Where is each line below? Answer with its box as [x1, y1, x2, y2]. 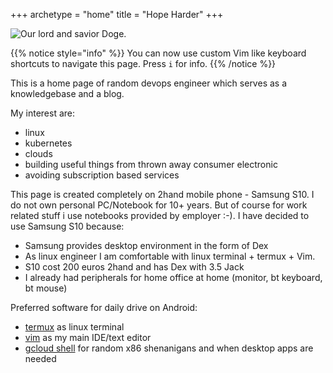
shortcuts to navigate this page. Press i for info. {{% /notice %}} [10, 58, 277, 69]
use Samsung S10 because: [10, 220, 125, 232]
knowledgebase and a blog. [10, 88, 125, 99]
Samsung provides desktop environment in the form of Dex [24, 240, 269, 251]
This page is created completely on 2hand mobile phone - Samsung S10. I [10, 189, 315, 200]
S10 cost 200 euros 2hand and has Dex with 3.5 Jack [24, 261, 245, 273]
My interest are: [10, 107, 75, 119]
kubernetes [24, 137, 73, 149]
